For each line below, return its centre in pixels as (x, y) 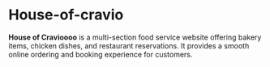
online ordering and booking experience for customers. (101, 54)
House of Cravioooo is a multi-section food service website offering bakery (135, 37)
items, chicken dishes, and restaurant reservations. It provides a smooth (129, 45)
